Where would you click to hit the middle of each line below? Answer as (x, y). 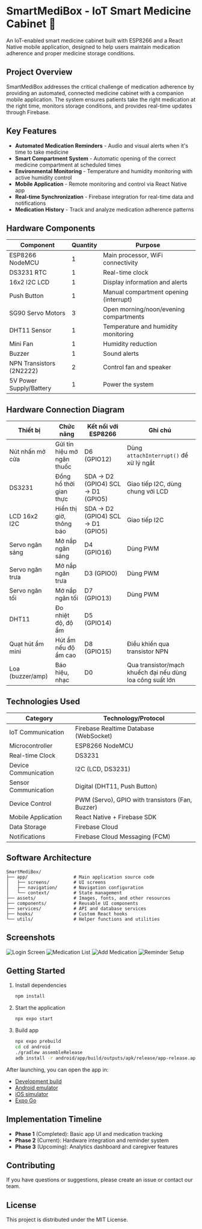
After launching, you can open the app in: (57, 1069)
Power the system (129, 385)
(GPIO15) (98, 651)
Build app (27, 1030)
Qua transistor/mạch (156, 665)
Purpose (148, 245)
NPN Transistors (32, 364)
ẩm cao (66, 655)
